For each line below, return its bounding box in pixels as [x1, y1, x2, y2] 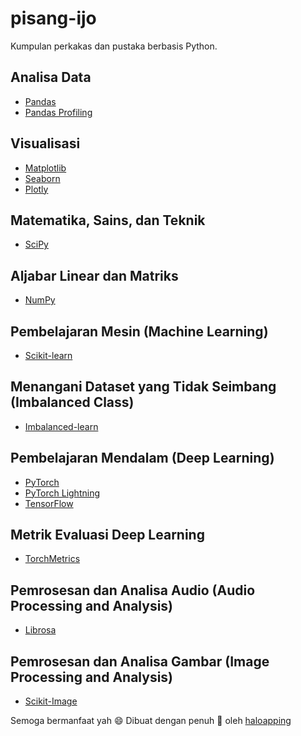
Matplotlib [24, 162, 67, 174]
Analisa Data [10, 69, 92, 86]
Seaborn [24, 172, 61, 184]
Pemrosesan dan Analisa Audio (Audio [10, 582, 256, 599]
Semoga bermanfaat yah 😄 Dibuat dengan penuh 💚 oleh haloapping [10, 715, 292, 727]
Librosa [24, 624, 57, 636]
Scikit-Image [24, 695, 78, 707]
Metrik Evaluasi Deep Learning [10, 527, 205, 544]
